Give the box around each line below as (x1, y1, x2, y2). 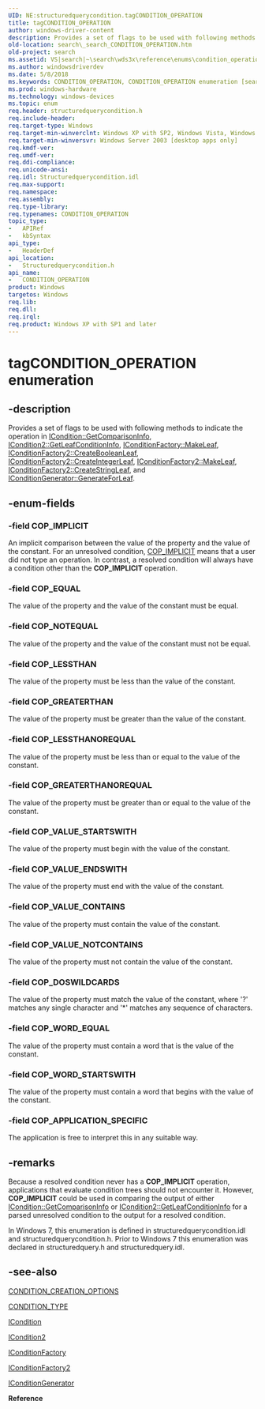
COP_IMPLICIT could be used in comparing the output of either (8, 1194, 215, 1204)
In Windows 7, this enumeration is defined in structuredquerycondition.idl (8, 1226, 246, 1235)
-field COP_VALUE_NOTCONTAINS (8, 939, 144, 950)
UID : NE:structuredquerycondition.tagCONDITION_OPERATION (8, 11, 203, 20)
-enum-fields (8, 496, 75, 510)
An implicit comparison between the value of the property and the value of (8, 538, 251, 548)
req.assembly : (8, 195, 55, 203)
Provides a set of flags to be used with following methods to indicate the (8, 424, 243, 433)
